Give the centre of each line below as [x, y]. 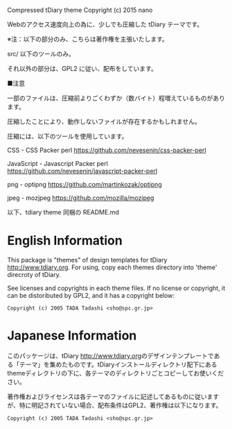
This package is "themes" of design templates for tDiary [87, 260]
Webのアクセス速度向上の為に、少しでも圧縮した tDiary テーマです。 [105, 24]
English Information [65, 241]
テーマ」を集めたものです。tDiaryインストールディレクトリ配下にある [118, 364]
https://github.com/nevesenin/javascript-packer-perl [82, 171]
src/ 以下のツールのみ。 [41, 54]
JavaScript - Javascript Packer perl [58, 163]
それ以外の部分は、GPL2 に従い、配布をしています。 [82, 68]
